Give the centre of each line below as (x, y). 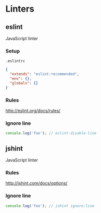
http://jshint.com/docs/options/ (36, 183)
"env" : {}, (21, 79)
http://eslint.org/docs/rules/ (33, 111)
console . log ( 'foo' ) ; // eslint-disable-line (51, 133)
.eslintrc (15, 61)
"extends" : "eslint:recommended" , (44, 74)
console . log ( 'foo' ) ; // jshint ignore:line (50, 206)
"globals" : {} (24, 83)
